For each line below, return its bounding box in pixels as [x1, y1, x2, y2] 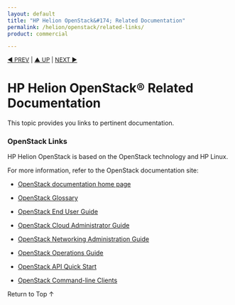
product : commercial [7, 30, 69, 38]
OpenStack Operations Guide [17, 249, 104, 257]
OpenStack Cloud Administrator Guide [17, 221, 130, 230]
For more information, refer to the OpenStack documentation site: [7, 166, 199, 174]
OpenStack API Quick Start [17, 262, 97, 271]
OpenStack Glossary [17, 194, 78, 202]
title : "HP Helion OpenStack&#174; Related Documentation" [7, 17, 186, 24]
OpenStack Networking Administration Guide [17, 235, 150, 243]
